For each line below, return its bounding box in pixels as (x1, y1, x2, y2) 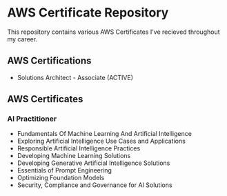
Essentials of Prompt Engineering (17, 166, 112, 175)
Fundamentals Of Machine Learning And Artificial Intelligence (17, 130, 192, 138)
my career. (7, 35, 38, 43)
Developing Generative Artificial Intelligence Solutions (17, 159, 170, 167)
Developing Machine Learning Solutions (17, 152, 131, 160)
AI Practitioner (7, 114, 57, 124)
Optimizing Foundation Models (17, 174, 105, 182)
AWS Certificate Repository (7, 5, 169, 21)
